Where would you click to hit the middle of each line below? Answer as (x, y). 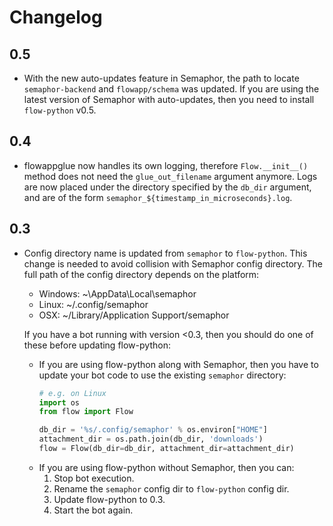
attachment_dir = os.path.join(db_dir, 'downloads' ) (151, 439)
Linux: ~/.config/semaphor (93, 304)
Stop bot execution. (94, 478)
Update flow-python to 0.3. (109, 499)
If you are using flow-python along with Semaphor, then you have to (178, 364)
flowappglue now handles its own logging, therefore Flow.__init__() (166, 165)
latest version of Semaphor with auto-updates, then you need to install (169, 99)
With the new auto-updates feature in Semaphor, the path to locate (161, 78)
